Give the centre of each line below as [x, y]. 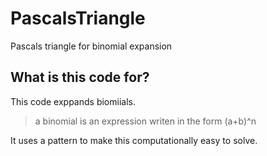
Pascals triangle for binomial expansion [91, 46]
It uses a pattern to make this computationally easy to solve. [134, 140]
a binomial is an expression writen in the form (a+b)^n [145, 121]
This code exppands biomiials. [73, 101]
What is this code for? [80, 77]
